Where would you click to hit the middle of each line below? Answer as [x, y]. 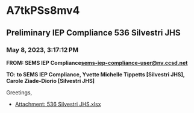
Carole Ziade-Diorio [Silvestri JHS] [51, 81]
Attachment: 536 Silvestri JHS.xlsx [58, 104]
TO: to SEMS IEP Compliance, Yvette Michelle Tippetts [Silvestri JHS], [95, 74]
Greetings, [19, 92]
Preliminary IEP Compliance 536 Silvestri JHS [93, 33]
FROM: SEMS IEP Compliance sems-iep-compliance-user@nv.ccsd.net [97, 63]
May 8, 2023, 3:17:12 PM [42, 50]
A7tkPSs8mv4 [43, 11]
